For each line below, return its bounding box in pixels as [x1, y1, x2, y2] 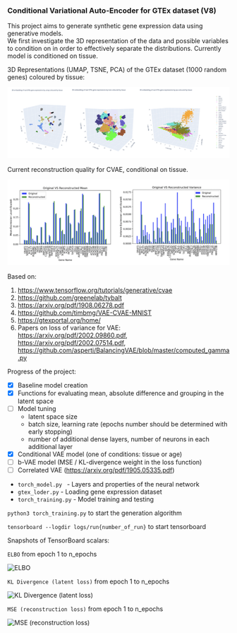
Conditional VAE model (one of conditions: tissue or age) [17, 450, 183, 458]
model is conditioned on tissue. [7, 52, 99, 60]
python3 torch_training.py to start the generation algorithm [7, 509, 182, 518]
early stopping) [28, 427, 73, 436]
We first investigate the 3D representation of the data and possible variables [7, 37, 229, 45]
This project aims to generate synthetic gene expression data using [7, 22, 203, 30]
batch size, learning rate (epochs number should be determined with [28, 419, 228, 428]
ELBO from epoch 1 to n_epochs [7, 550, 97, 559]
